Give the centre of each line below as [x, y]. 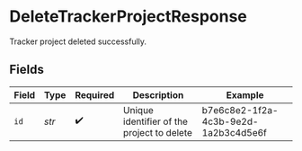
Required [95, 94]
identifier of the [155, 121]
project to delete [158, 132]
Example [245, 94]
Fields [27, 70]
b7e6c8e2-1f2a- [240, 110]
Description [158, 94]
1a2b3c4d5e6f [234, 132]
